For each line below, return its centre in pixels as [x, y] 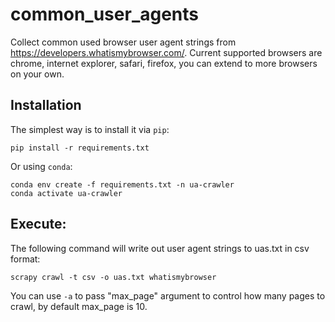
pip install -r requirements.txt [80, 148]
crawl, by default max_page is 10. [79, 306]
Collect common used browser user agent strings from [123, 42]
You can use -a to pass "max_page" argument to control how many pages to [168, 295]
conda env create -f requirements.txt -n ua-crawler [122, 184]
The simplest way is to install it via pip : [90, 129]
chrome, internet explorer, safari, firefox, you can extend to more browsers [164, 63]
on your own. [37, 74]
